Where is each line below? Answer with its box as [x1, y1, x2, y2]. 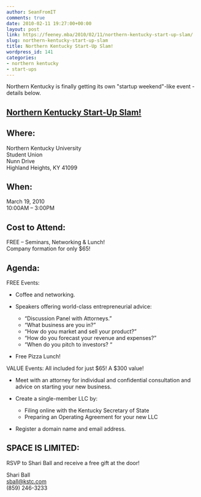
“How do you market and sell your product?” [24, 328, 137, 335]
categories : [6, 55, 37, 61]
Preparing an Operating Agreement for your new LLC [24, 414, 158, 421]
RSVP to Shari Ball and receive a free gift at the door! [6, 459, 140, 466]
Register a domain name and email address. [15, 425, 126, 433]
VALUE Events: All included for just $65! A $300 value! [6, 364, 144, 372]
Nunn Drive [6, 157, 35, 164]
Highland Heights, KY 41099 [6, 164, 78, 171]
